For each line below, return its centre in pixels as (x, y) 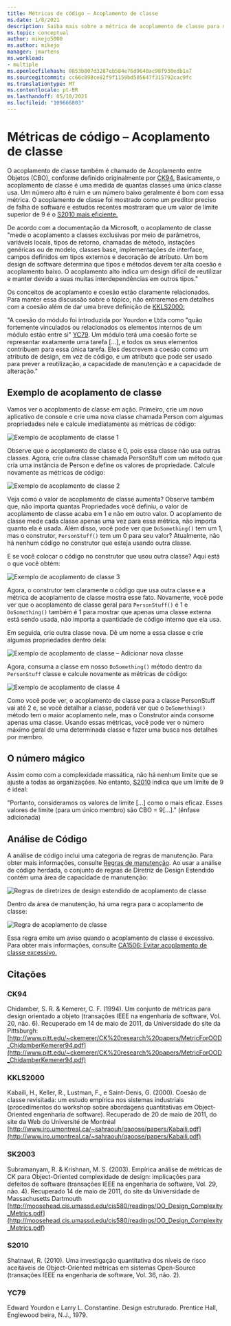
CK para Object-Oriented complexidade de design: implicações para (104, 1176)
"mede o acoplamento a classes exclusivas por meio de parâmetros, (104, 235)
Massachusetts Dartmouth (45, 1198)
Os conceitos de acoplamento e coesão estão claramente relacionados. (109, 292)
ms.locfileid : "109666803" (46, 103)
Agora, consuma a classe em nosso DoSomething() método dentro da (104, 666)
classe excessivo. (32, 953)
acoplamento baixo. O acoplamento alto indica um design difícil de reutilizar (114, 271)
